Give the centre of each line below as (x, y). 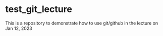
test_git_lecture (39, 9)
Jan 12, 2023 (19, 28)
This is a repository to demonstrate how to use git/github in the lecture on (82, 23)
